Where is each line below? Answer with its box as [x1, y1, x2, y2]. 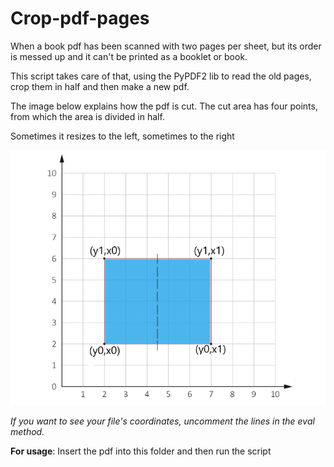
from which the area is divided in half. [10, 110, 165, 122]
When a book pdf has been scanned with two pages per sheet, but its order [10, 40, 322, 52]
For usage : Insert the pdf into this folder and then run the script [10, 445, 272, 457]
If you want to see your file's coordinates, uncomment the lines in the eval [10, 415, 315, 427]
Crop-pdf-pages [10, 7, 150, 30]
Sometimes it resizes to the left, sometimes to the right [10, 130, 235, 142]
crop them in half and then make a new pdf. [10, 80, 190, 92]
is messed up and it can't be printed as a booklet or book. [10, 50, 248, 62]
